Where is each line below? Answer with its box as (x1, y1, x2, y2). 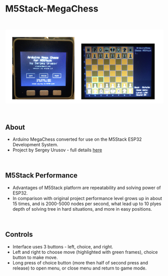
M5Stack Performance (5, 171, 78, 180)
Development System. (12, 142, 59, 148)
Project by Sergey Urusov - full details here (12, 147, 102, 153)
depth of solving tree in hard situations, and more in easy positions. (12, 206, 152, 212)
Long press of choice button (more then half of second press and (12, 259, 148, 265)
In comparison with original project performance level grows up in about (12, 195, 162, 201)
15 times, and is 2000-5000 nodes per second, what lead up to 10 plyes (12, 201, 161, 207)
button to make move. (12, 254, 58, 260)
